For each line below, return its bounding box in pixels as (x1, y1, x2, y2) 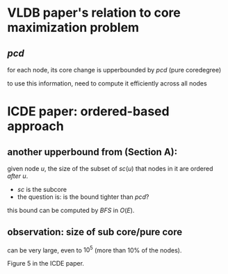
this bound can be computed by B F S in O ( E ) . (7, 207, 135, 214)
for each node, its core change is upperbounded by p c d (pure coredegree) (7, 66, 222, 74)
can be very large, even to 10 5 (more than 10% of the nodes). (7, 245, 182, 255)
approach (7, 118, 64, 134)
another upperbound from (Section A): (7, 146, 178, 158)
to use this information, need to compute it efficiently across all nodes (7, 79, 207, 88)
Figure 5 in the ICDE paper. (7, 259, 85, 268)
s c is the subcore (17, 186, 67, 193)
